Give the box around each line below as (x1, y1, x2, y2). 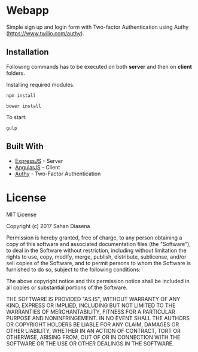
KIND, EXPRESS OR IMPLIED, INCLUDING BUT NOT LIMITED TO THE (6, 302, 176, 309)
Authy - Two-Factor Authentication (14, 170, 101, 177)
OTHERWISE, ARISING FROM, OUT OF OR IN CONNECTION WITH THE (6, 333, 181, 341)
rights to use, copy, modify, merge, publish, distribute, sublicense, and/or (6, 253, 187, 260)
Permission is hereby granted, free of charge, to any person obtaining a (6, 234, 182, 241)
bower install (6, 103, 42, 109)
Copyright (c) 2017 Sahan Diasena (6, 222, 90, 229)
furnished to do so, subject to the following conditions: (6, 266, 141, 273)
